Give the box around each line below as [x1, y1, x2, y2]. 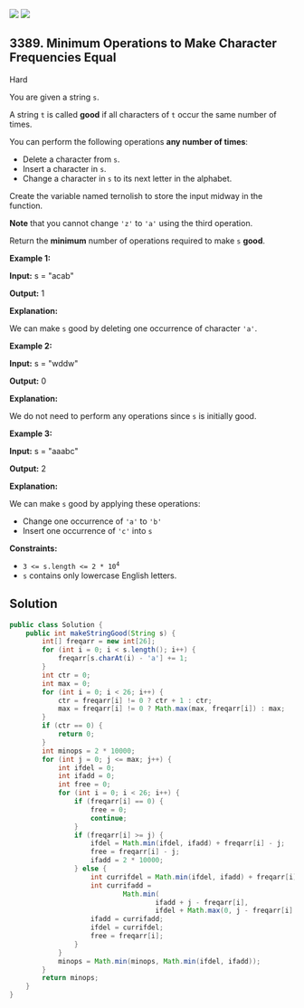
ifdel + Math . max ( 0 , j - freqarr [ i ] [155, 906, 294, 916]
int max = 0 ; [42, 679, 91, 688]
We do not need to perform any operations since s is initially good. [9, 410, 257, 421]
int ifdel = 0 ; [57, 763, 116, 773]
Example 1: [9, 252, 52, 263]
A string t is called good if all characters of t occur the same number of [9, 109, 278, 119]
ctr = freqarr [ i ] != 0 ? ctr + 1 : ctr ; [57, 696, 213, 705]
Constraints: [9, 543, 58, 554]
